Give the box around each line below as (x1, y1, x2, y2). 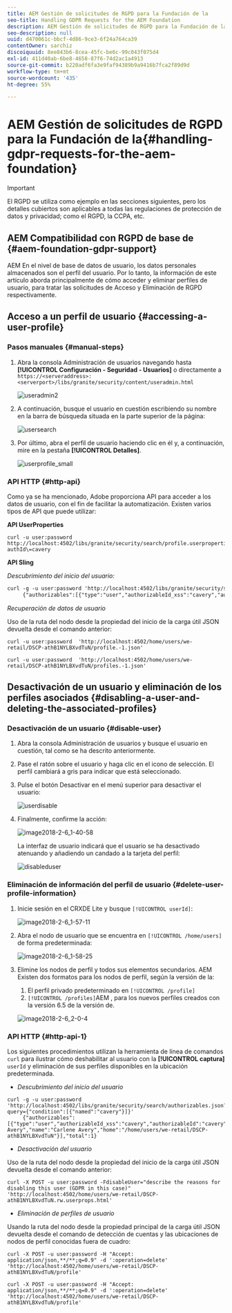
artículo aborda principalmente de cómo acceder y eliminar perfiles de (7, 276, 208, 284)
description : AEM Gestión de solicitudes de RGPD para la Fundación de (7, 23, 217, 30)
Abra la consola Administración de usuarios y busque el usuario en (17, 739, 208, 748)
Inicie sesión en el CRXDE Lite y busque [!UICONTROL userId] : (17, 904, 193, 913)
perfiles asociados (7, 692, 89, 704)
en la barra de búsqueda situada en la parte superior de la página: (17, 411, 206, 420)
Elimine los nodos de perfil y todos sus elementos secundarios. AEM (17, 965, 213, 974)
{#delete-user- (172, 880, 224, 890)
